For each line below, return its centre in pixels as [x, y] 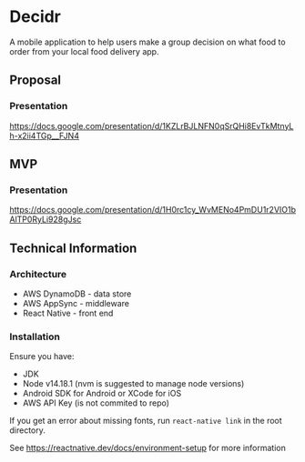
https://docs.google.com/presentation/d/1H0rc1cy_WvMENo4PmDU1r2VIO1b [153, 210]
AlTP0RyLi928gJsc [46, 219]
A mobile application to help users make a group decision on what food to [147, 42]
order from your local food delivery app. [84, 51]
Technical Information [73, 248]
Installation [35, 336]
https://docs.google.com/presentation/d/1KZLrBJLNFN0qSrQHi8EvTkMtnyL [152, 126]
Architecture [38, 274]
